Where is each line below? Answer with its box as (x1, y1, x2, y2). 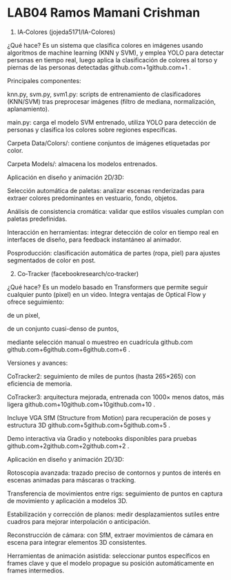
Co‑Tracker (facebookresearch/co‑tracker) (17, 269, 139, 278)
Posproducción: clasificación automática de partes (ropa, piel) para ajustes (7, 248, 221, 257)
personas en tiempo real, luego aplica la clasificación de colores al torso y (7, 55, 218, 64)
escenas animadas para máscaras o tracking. (7, 475, 137, 484)
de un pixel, (7, 311, 41, 319)
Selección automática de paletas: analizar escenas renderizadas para (7, 186, 205, 194)
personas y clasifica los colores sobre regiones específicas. (7, 125, 177, 134)
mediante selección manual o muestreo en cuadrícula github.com (7, 338, 193, 346)
